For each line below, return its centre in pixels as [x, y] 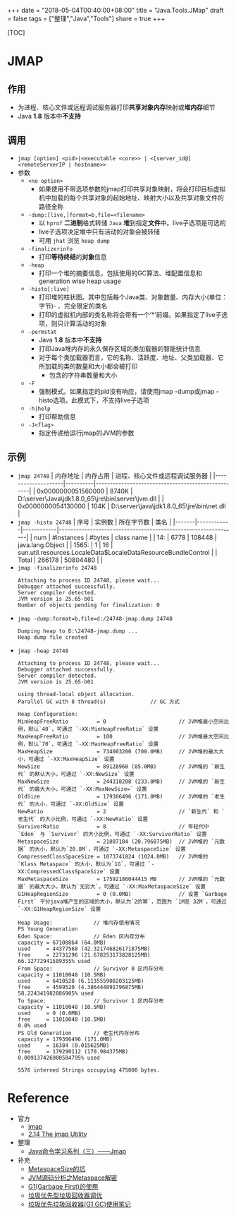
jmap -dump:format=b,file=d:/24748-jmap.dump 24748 [95, 618]
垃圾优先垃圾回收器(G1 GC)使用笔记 [80, 1204]
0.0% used [32, 1025]
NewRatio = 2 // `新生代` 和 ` [121, 811]
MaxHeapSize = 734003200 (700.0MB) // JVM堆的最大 [118, 751]
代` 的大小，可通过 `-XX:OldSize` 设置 [71, 804]
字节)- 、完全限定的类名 [73, 306]
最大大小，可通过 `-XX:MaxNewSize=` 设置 [91, 789]
